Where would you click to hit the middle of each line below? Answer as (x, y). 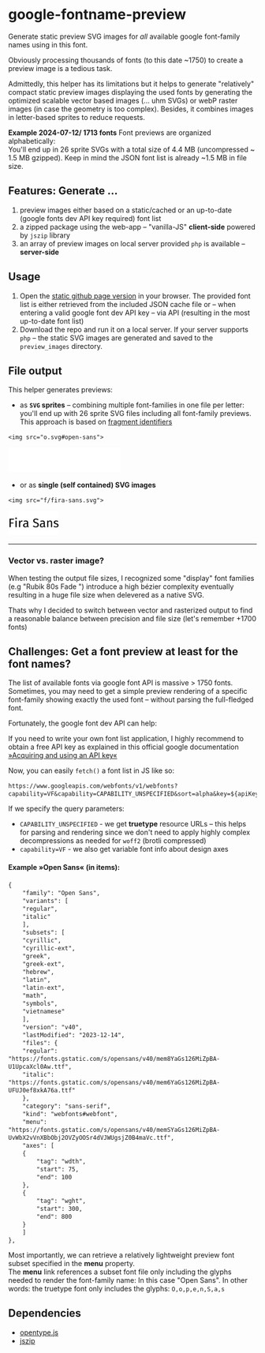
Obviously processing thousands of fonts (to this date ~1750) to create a (126, 60)
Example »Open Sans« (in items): (64, 868)
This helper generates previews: (60, 390)
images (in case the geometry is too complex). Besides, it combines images (131, 109)
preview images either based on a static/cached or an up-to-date (126, 210)
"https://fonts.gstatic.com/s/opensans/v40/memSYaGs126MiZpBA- (114, 1130)
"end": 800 (54, 1216)
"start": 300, (60, 1209)
